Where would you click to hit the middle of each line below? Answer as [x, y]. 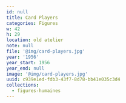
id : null [17, 12]
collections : [23, 85]
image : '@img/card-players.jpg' [47, 74]
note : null [20, 46]
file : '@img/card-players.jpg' [46, 51]
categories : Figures [32, 23]
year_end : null [25, 68]
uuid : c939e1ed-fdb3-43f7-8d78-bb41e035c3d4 [63, 79]
